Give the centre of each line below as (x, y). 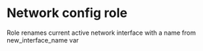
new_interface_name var (43, 40)
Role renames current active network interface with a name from (101, 33)
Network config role (67, 13)
